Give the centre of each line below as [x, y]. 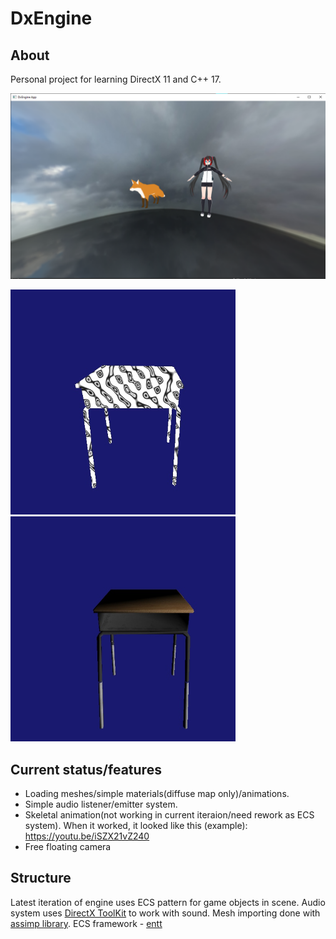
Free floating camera [68, 847]
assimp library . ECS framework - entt [86, 923]
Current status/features [86, 769]
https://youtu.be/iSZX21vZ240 [87, 836]
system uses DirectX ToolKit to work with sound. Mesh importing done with [165, 913]
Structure [41, 878]
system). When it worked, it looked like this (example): [136, 826]
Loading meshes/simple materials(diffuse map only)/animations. [157, 794]
